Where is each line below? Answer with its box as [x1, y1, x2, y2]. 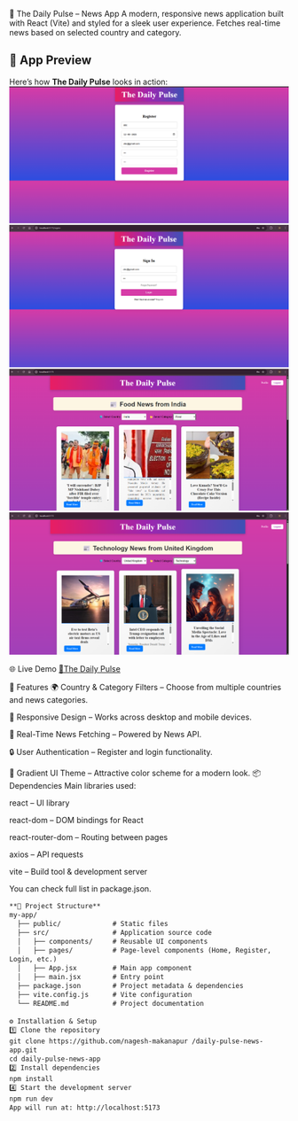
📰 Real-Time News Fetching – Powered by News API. [9, 729, 202, 740]
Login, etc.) [9, 955, 58, 964]
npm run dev [9, 1094, 53, 1103]
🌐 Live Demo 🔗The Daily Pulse [9, 664, 122, 674]
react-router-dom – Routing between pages [9, 832, 169, 843]
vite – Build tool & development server [9, 867, 148, 877]
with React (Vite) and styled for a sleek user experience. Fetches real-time [9, 18, 281, 28]
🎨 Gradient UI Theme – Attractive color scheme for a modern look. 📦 [9, 767, 262, 779]
